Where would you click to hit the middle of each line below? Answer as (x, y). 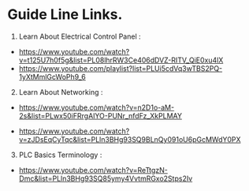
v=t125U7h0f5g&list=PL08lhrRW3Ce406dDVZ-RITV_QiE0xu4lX (121, 60)
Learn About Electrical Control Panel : (80, 36)
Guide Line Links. (65, 15)
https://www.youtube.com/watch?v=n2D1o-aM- (97, 107)
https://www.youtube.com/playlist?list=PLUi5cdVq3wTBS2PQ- (121, 68)
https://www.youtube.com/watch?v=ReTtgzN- (93, 170)
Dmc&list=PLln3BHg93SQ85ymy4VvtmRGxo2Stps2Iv (106, 178)
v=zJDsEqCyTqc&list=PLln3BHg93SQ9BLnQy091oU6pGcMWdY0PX (130, 139)
